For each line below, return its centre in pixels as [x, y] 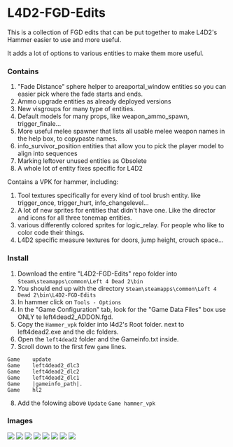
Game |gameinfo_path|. [45, 384]
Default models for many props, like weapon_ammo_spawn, [103, 116]
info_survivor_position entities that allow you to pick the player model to [120, 146]
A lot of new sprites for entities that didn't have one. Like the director [116, 211]
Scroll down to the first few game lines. [72, 346]
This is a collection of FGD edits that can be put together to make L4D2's [112, 32]
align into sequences [48, 154]
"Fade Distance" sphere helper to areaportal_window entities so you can [122, 87]
